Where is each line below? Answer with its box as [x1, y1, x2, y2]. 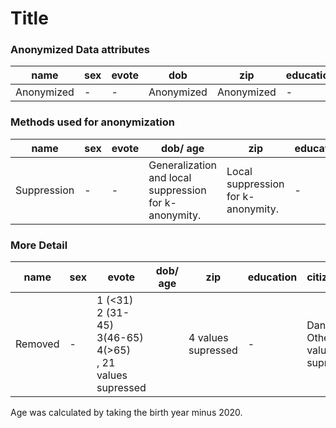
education [247, 270, 298, 284]
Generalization [148, 158, 218, 172]
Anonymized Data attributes [10, 43, 150, 57]
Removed [15, 337, 60, 351]
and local [148, 170, 192, 184]
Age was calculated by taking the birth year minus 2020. [10, 407, 243, 419]
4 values [188, 331, 229, 345]
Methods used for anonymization [10, 115, 175, 129]
